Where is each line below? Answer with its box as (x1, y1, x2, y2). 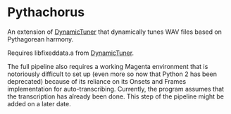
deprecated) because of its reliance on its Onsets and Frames (7, 77, 187, 85)
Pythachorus (7, 4, 85, 20)
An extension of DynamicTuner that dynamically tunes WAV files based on (7, 27, 222, 36)
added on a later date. (7, 99, 72, 108)
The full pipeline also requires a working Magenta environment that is (7, 62, 208, 70)
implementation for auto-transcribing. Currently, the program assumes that (7, 84, 224, 93)
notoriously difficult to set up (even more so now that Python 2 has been (7, 70, 217, 78)
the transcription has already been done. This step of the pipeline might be (7, 92, 224, 101)
